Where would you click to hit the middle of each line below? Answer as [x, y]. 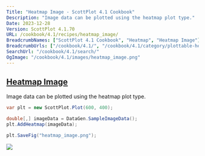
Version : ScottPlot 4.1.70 [41, 29]
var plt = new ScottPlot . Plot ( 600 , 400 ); [60, 108]
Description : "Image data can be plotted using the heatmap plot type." [101, 18]
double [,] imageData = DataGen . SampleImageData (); [72, 119]
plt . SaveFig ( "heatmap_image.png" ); [52, 136]
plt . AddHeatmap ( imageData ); [42, 125]
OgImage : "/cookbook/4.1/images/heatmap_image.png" [73, 57]
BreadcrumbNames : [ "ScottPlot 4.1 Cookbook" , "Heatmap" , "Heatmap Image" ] [103, 40]
